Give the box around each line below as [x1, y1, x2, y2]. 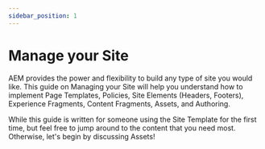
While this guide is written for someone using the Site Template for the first [8, 114, 257, 124]
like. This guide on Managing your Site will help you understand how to [8, 81, 243, 91]
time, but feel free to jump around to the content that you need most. [8, 122, 236, 133]
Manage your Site [8, 46, 129, 64]
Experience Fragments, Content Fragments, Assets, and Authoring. [8, 98, 231, 109]
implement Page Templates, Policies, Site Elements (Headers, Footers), [8, 90, 244, 100]
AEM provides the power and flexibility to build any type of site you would [8, 73, 253, 83]
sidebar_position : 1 [8, 11, 78, 20]
